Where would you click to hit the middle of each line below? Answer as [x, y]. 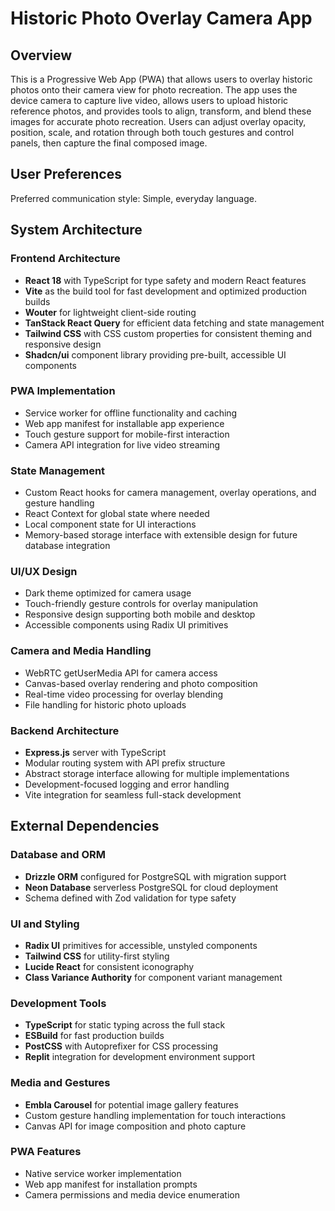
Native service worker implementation [103, 1173]
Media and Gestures [60, 1083]
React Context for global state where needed [117, 514]
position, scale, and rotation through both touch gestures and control [152, 132]
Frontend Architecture [65, 259]
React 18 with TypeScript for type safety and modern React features [165, 280]
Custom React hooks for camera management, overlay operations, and [170, 493]
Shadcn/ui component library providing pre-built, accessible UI [155, 354]
